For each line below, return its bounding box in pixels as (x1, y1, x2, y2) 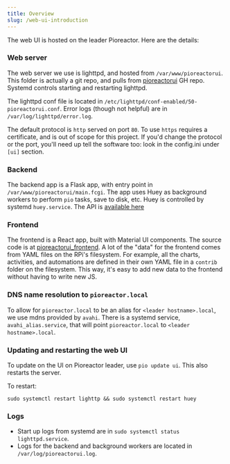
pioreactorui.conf (7, 106, 60, 113)
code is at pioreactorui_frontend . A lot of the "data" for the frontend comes (7, 243, 221, 251)
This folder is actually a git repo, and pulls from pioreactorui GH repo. (7, 76, 205, 84)
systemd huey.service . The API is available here (7, 203, 145, 211)
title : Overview (7, 10, 54, 17)
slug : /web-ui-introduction (7, 17, 89, 24)
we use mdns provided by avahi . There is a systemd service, (7, 313, 181, 322)
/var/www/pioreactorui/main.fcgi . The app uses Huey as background (7, 188, 207, 197)
